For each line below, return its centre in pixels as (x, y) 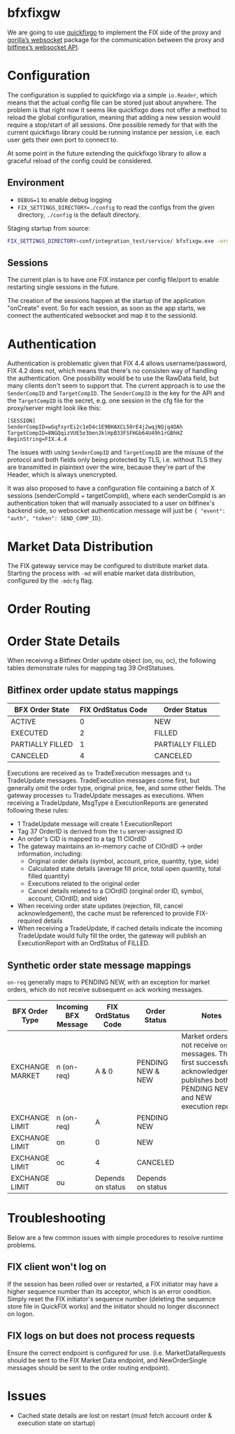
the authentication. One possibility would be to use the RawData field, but (113, 378)
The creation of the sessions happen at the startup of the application (106, 301)
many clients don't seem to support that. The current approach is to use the (116, 386)
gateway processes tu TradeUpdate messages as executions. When (106, 796)
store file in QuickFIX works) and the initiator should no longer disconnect (113, 1306)
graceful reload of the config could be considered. (80, 161)
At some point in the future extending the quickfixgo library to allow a (107, 153)
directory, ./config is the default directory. (79, 215)
